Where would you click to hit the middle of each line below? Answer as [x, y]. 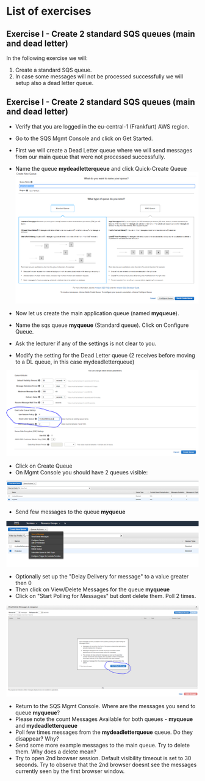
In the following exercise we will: [47, 58]
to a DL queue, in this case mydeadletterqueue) [75, 362]
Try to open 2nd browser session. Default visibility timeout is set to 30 [103, 758]
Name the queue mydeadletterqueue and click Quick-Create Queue [101, 168]
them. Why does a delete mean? [56, 752]
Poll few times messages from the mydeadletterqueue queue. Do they [104, 732]
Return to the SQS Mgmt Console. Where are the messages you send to [105, 706]
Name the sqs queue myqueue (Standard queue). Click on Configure [102, 325]
